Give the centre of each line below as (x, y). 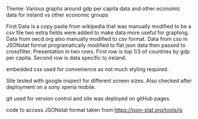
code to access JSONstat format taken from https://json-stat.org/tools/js (94, 110)
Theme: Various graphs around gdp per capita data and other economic (93, 9)
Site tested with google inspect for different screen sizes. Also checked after (99, 81)
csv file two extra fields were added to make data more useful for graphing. (98, 33)
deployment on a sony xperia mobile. (51, 87)
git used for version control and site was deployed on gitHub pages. (88, 98)
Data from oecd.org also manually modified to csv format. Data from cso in (97, 39)
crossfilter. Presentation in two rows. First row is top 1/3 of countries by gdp (98, 52)
